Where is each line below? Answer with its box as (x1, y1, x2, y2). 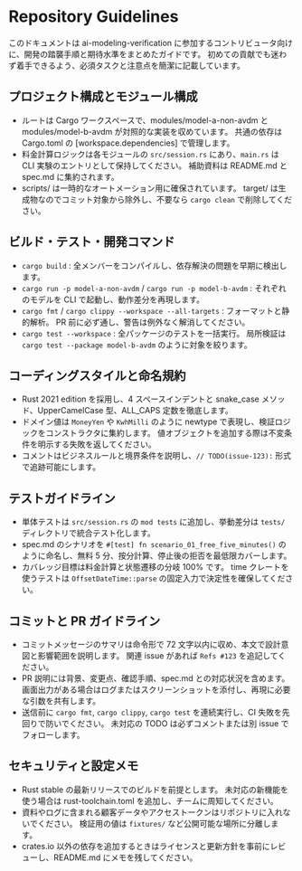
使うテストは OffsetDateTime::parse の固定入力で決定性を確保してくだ (21, 573, 286, 584)
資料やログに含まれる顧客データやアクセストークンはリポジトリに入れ (21, 807, 284, 818)
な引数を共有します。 (21, 696, 101, 706)
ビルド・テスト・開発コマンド (8, 234, 175, 250)
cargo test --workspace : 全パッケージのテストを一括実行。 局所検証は (21, 327, 287, 338)
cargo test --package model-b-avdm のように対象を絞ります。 (21, 339, 252, 350)
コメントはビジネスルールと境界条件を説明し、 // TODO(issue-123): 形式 (21, 450, 291, 461)
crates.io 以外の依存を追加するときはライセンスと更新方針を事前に (21, 840, 270, 851)
